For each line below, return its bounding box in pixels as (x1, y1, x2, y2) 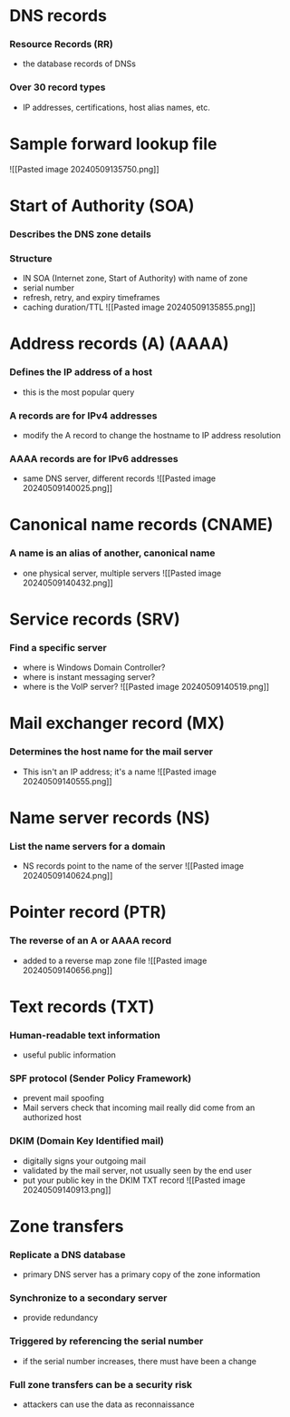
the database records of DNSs (22, 58, 136, 69)
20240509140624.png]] (22, 871, 113, 881)
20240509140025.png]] (22, 483, 113, 494)
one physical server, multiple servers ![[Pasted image (22, 567, 222, 578)
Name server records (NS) (9, 807, 211, 828)
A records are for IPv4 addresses (9, 409, 158, 422)
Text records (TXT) (9, 996, 155, 1017)
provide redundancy (22, 1313, 99, 1324)
